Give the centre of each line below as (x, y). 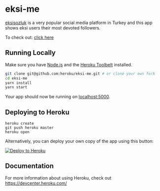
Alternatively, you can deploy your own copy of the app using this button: (80, 141)
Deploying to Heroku (37, 112)
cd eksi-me (16, 78)
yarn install (18, 83)
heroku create (20, 124)
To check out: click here (30, 37)
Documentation (30, 166)
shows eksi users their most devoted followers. (53, 27)
